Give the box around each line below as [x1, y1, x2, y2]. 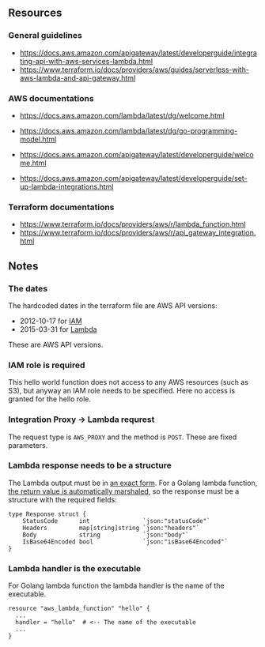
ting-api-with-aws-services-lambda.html [19, 56, 153, 66]
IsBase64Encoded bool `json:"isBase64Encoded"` [22, 537, 228, 546]
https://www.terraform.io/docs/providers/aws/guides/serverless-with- [19, 65, 249, 74]
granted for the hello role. [8, 394, 92, 404]
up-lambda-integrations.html [19, 182, 114, 191]
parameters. [8, 440, 48, 450]
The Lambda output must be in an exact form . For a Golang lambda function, [8, 478, 258, 487]
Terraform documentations [8, 201, 115, 213]
